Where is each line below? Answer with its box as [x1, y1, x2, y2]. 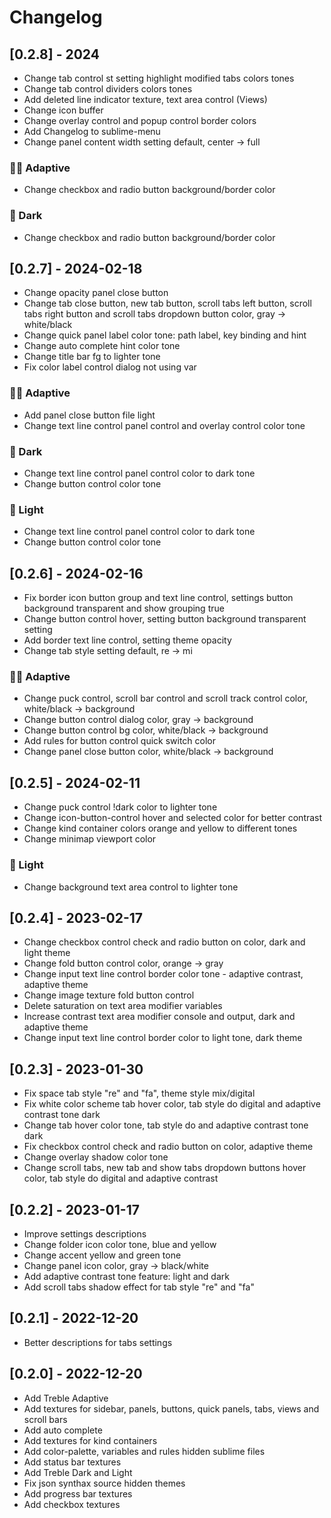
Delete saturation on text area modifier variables [23, 1000, 223, 1012]
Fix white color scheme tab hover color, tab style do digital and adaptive [23, 1098, 321, 1110]
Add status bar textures [23, 1456, 122, 1468]
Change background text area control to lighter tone [23, 881, 239, 893]
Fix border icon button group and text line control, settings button [23, 592, 294, 604]
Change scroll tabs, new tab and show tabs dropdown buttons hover [23, 1162, 307, 1174]
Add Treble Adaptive [23, 1392, 109, 1404]
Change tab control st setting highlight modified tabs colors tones [23, 72, 295, 84]
